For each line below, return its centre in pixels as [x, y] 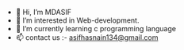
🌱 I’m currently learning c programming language [96, 29]
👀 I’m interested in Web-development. [77, 20]
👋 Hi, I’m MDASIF [43, 12]
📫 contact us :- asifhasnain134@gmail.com [87, 37]
